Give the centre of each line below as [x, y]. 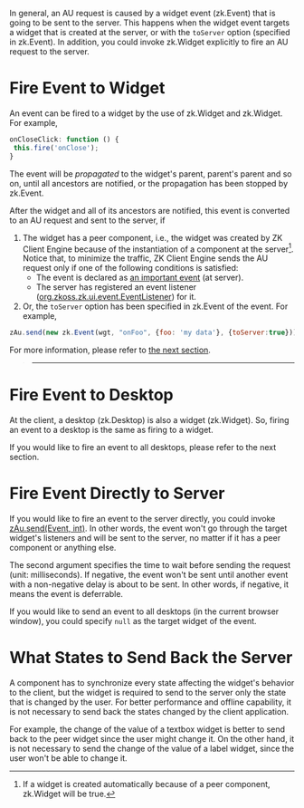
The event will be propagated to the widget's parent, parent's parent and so [151, 173]
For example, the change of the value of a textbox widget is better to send [147, 729]
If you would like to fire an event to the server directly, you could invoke [142, 518]
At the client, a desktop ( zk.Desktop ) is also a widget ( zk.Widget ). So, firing [149, 420]
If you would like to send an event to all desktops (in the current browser [144, 611]
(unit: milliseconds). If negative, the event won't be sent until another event [149, 574]
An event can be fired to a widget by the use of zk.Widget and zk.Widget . [146, 113]
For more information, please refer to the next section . [110, 350]
